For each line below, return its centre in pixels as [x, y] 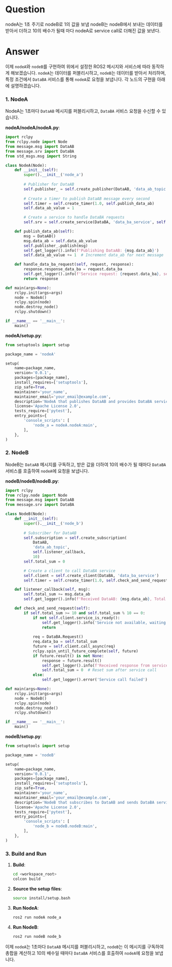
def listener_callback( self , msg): [52, 590]
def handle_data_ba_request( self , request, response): [74, 265]
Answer [22, 52]
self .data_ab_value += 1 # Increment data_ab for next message [94, 255]
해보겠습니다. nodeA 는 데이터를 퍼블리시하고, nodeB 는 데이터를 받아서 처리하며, [88, 73]
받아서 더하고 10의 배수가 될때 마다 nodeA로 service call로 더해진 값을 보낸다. [83, 30]
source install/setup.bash [41, 898]
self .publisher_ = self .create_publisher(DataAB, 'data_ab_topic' [96, 189]
